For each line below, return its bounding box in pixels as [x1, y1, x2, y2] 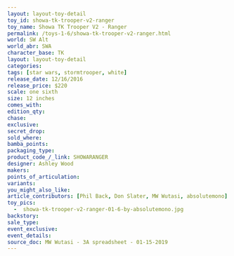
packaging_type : [7, 147, 55, 154]
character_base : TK [7, 50, 65, 57]
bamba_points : [7, 141, 49, 148]
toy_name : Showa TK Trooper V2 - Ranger [7, 23, 128, 30]
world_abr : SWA [7, 43, 52, 50]
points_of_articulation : [7, 173, 80, 180]
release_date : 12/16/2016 [7, 75, 83, 83]
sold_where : [7, 134, 42, 141]
